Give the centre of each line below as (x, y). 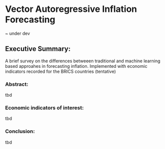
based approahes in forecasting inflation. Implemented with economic (76, 66)
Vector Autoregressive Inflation (71, 9)
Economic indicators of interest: (44, 107)
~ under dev (18, 33)
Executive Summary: (38, 49)
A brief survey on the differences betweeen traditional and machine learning (83, 61)
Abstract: (17, 84)
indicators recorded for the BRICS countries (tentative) (61, 71)
